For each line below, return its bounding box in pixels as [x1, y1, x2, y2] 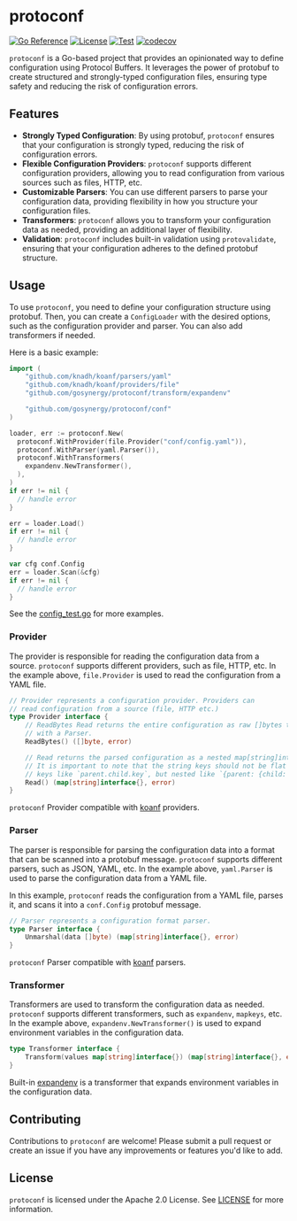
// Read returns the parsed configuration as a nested [25, 753, 232, 762]
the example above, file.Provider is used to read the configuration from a [9, 669, 281, 680]
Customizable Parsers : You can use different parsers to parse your [21, 186, 268, 197]
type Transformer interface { [9, 1045, 121, 1054]
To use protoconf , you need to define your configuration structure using [9, 301, 271, 312]
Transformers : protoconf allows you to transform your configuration [21, 214, 271, 225]
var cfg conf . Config [9, 560, 86, 568]
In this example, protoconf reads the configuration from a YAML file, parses [9, 890, 284, 900]
